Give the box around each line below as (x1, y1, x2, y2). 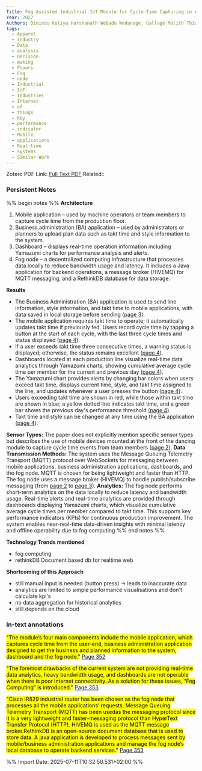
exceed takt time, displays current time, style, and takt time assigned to (14, 381, 192, 388)
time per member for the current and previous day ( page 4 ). (14, 368, 164, 376)
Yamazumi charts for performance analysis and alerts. (14, 249, 149, 256)
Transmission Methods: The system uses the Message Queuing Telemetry (6, 450, 193, 457)
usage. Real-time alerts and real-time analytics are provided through (6, 495, 176, 502)
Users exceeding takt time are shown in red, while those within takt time (14, 394, 194, 401)
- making (11, 59, 34, 65)
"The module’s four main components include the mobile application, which (6, 633, 193, 641)
